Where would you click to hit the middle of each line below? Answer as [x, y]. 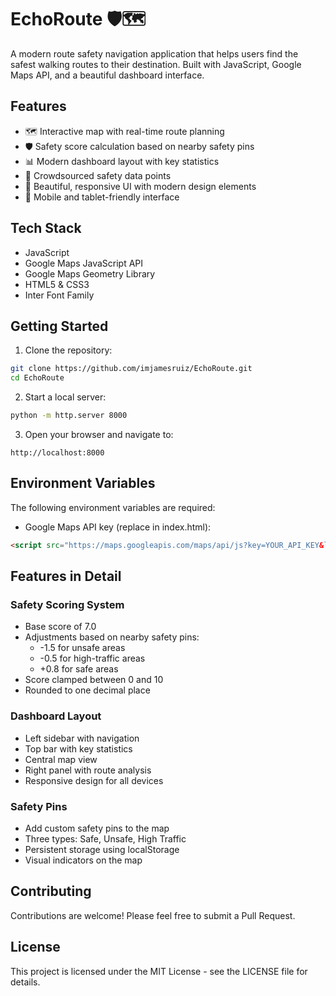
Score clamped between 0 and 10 [94, 680]
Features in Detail [66, 576]
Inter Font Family [59, 295]
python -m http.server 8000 [69, 416]
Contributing [51, 891]
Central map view [61, 759]
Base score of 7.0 [60, 627]
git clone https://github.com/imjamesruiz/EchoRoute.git [131, 369]
